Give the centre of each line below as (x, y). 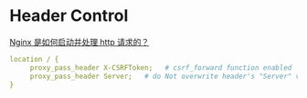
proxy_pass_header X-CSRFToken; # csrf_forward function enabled (161, 68)
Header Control (69, 16)
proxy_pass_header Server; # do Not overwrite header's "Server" (161, 76)
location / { (34, 59)
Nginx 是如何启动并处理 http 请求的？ (79, 42)
